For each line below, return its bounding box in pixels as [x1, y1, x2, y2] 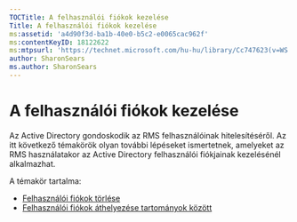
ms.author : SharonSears [9, 63, 98, 72]
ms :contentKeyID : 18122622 [9, 37, 109, 47]
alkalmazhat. [9, 158, 56, 169]
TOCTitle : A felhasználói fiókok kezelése [9, 12, 169, 22]
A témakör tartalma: [9, 175, 82, 186]
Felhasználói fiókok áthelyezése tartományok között [21, 202, 213, 213]
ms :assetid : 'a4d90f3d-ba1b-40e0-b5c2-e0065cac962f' [9, 29, 209, 38]
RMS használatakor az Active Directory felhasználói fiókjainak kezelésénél [9, 148, 282, 160]
